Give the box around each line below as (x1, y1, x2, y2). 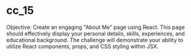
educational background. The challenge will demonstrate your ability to (6, 36, 183, 43)
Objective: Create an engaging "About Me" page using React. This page (6, 23, 186, 31)
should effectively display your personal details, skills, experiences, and (6, 30, 186, 37)
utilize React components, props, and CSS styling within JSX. (6, 43, 159, 50)
